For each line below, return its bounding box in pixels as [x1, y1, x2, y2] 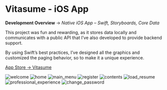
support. [5, 40, 23, 45]
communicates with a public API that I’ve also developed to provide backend [5, 35, 162, 41]
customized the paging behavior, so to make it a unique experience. [5, 54, 145, 60]
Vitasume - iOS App [5, 3, 89, 15]
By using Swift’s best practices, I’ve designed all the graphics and [5, 49, 140, 55]
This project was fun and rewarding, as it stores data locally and [5, 29, 137, 35]
